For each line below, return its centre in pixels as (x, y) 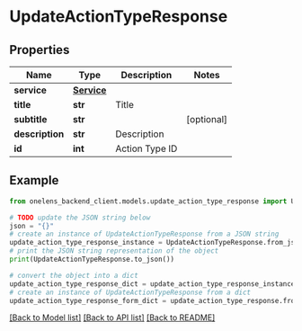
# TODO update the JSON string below (80, 218)
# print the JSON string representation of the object (114, 251)
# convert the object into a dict (74, 275)
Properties (40, 50)
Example (34, 180)
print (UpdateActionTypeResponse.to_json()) (92, 259)
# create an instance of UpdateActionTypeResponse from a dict (130, 292)
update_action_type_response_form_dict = (88, 300)
